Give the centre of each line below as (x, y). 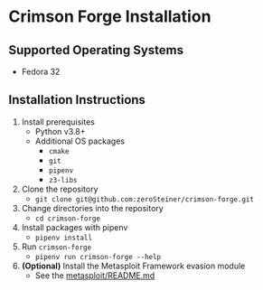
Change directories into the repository (92, 208)
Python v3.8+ (60, 131)
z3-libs (63, 180)
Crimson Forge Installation (110, 17)
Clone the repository (60, 189)
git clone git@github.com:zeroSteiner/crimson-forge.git (145, 199)
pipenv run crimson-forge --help (98, 257)
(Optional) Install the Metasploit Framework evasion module (133, 266)
